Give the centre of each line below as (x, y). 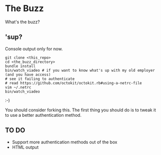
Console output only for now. (34, 48)
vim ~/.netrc (18, 87)
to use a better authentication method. (43, 115)
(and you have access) (28, 75)
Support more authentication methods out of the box (64, 142)
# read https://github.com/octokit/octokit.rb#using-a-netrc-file (73, 83)
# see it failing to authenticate (40, 79)
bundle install (20, 66)
